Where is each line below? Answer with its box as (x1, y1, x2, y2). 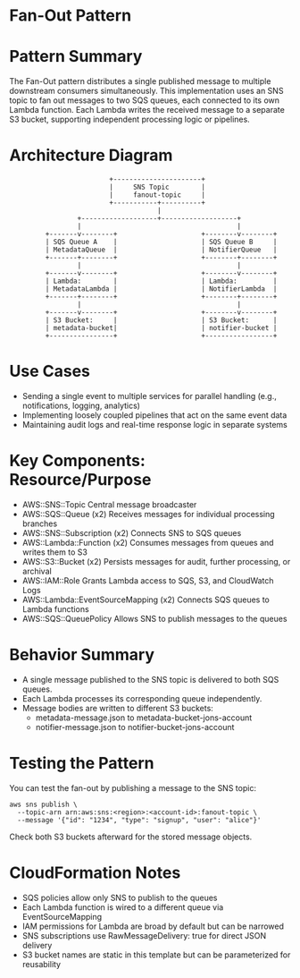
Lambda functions (21, 603, 89, 614)
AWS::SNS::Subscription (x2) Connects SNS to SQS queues (21, 527, 242, 538)
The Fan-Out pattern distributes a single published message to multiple (9, 76, 271, 87)
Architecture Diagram (9, 145, 173, 166)
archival (21, 566, 52, 576)
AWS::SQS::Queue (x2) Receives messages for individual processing (21, 508, 275, 519)
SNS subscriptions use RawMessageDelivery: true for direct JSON (21, 930, 267, 940)
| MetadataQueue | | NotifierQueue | (45, 245, 278, 255)
